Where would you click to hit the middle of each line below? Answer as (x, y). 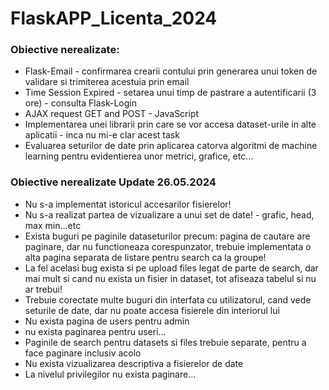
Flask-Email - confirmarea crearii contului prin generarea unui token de (171, 71)
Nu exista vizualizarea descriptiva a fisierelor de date (134, 363)
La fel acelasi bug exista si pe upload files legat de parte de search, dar (171, 268)
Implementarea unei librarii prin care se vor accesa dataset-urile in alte (170, 124)
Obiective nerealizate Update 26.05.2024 (113, 182)
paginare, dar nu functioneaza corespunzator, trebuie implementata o (168, 246)
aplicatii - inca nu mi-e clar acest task (102, 135)
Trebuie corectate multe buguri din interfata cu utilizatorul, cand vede (168, 299)
